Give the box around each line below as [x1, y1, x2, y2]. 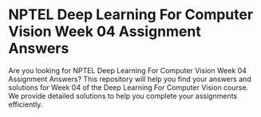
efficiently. [8, 99, 43, 109]
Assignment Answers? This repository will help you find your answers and [8, 74, 251, 84]
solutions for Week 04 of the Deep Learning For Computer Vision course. [8, 82, 249, 92]
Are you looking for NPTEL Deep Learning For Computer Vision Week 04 [8, 65, 247, 75]
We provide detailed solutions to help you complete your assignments [8, 91, 238, 100]
